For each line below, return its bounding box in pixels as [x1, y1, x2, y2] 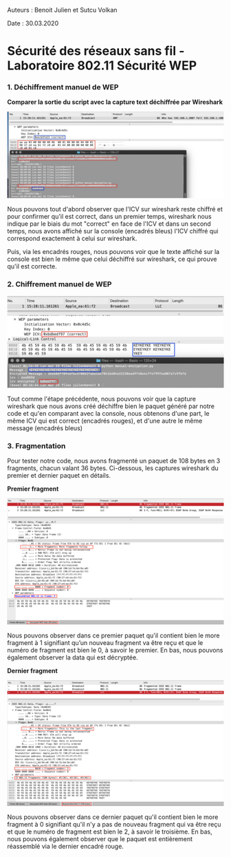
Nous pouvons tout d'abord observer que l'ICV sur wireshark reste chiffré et [7, 205, 223, 213]
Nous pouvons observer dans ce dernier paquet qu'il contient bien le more [7, 813, 219, 821]
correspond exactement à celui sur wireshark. [7, 234, 137, 243]
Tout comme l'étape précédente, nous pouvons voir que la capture [7, 395, 196, 403]
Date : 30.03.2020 [7, 19, 59, 27]
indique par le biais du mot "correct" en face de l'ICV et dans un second [7, 220, 211, 228]
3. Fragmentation [7, 441, 66, 451]
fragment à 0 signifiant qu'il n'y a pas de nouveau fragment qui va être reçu [7, 821, 221, 829]
